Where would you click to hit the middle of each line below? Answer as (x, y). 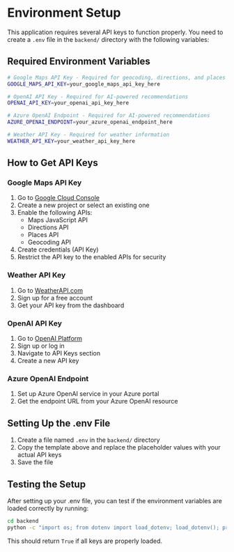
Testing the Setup (46, 484)
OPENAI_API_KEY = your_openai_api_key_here (68, 103)
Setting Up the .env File (59, 423)
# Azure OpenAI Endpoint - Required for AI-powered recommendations (109, 116)
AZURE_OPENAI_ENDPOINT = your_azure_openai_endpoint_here (90, 122)
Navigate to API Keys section (59, 353)
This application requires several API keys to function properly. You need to (115, 32)
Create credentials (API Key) (58, 250)
